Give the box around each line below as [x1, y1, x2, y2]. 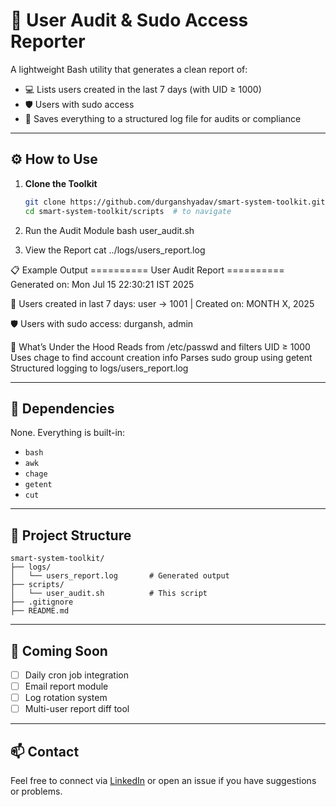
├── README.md [10, 606, 70, 616]
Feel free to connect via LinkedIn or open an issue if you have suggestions [10, 775, 317, 786]
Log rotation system [24, 692, 108, 704]
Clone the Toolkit [24, 177, 98, 189]
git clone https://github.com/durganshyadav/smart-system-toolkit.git [24, 197, 326, 207]
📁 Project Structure [10, 527, 132, 544]
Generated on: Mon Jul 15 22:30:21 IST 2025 [10, 278, 195, 290]
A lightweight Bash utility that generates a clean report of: [10, 63, 248, 75]
